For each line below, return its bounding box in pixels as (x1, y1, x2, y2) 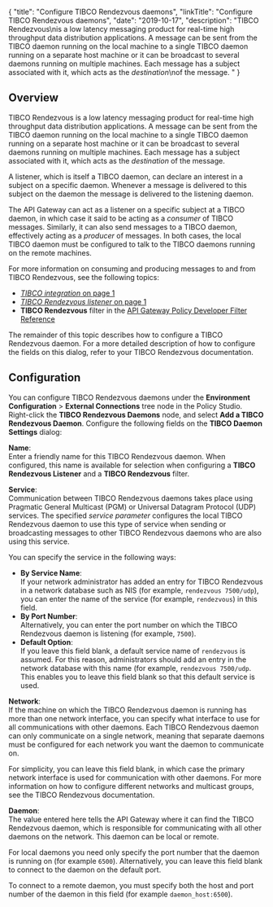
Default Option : (19, 637, 73, 646)
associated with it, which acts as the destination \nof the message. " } (8, 68, 240, 77)
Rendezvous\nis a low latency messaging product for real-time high (8, 24, 235, 33)
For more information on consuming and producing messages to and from (8, 264, 256, 274)
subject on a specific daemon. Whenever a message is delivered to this (8, 180, 248, 190)
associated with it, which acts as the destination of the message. (8, 156, 225, 165)
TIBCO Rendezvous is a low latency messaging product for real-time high (8, 112, 254, 122)
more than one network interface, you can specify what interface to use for (8, 713, 260, 723)
